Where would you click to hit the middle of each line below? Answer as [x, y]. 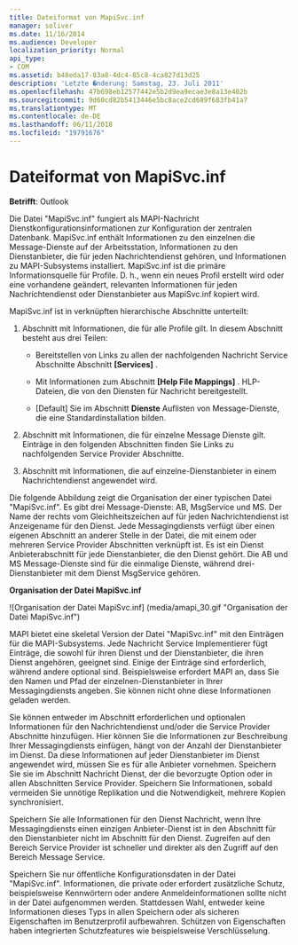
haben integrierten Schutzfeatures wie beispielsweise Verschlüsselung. [140, 930]
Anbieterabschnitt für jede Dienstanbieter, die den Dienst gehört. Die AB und [149, 554]
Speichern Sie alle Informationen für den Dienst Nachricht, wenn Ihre [135, 819]
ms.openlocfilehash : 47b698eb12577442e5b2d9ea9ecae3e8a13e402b [129, 91]
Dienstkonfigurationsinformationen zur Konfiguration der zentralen [131, 228]
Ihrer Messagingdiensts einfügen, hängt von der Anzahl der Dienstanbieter [145, 745]
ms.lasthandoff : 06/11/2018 [61, 125]
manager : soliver [41, 26]
